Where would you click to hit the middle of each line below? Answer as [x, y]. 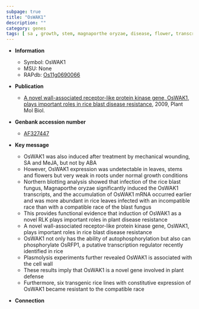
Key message [32, 145]
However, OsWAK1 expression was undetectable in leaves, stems [103, 169]
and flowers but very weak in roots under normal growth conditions [106, 175]
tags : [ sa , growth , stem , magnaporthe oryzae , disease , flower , [90, 34]
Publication [29, 86]
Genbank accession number [50, 122]
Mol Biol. [34, 111]
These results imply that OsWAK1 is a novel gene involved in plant [104, 270]
